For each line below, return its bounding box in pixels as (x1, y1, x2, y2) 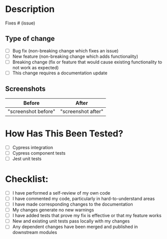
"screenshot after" (60, 108, 104, 115)
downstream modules (12, 230, 57, 236)
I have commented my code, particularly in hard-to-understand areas (12, 196, 155, 202)
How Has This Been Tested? (5, 128, 124, 139)
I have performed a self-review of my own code (12, 190, 111, 196)
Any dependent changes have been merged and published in (12, 224, 138, 230)
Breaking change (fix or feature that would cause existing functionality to (12, 59, 163, 65)
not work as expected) (12, 64, 59, 70)
